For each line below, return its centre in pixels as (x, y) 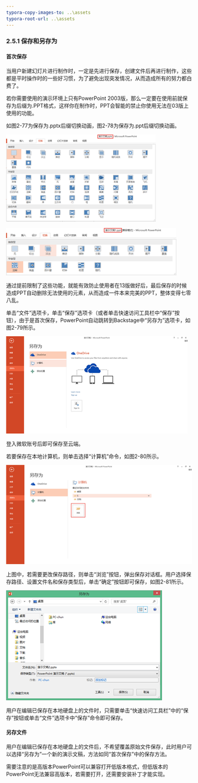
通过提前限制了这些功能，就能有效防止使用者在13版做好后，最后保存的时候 (97, 285)
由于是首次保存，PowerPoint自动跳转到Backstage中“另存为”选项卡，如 (105, 320)
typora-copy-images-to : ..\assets (49, 12)
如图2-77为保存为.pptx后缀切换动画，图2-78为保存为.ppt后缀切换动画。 (93, 125)
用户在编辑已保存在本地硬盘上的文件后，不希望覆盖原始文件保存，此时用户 (96, 747)
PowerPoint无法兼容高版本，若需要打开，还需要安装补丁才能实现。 (87, 774)
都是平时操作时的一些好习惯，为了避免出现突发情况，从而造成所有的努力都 (96, 78)
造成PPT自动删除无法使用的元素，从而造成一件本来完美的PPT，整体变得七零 (99, 292)
